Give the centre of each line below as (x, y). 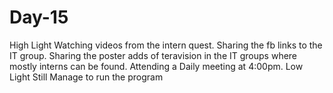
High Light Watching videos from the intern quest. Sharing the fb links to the (166, 45)
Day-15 (39, 17)
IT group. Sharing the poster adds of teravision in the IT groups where (153, 55)
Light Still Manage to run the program (86, 77)
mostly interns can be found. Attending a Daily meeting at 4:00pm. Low (156, 66)
